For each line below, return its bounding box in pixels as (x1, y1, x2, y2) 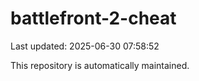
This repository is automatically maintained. (10, 59, 190, 71)
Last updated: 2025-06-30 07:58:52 (10, 40, 160, 52)
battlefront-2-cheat (10, 7, 177, 30)
